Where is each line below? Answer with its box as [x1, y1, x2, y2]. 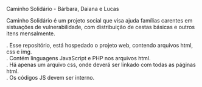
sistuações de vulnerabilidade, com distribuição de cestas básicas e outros [6, 24, 195, 30]
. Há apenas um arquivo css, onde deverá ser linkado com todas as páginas [6, 61, 196, 68]
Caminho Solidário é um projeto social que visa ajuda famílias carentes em [6, 17, 193, 24]
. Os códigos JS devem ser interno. [6, 74, 95, 81]
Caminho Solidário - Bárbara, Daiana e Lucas [6, 5, 119, 12]
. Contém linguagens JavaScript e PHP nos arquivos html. [6, 55, 151, 61]
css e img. [6, 48, 32, 55]
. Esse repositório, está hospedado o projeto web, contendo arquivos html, [6, 42, 193, 49]
